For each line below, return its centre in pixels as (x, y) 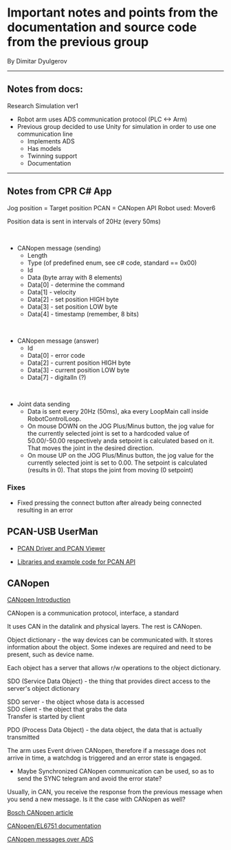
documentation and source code (102, 27)
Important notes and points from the (113, 13)
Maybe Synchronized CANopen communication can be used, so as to (115, 771)
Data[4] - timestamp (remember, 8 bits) (83, 314)
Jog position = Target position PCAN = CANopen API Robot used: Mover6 (111, 208)
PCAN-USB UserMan (53, 532)
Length (37, 255)
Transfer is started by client (46, 717)
